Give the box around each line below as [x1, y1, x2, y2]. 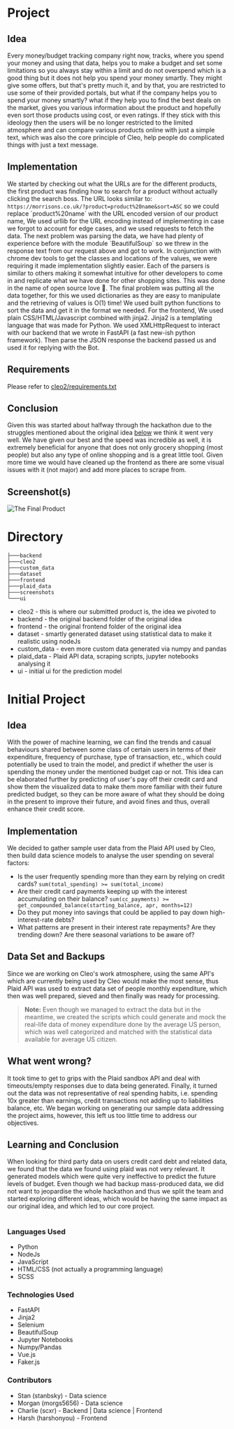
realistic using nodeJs [17, 637, 81, 646]
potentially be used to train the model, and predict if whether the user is [7, 760, 214, 768]
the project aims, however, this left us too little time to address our [7, 1111, 198, 1119]
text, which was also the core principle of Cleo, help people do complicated [7, 133, 225, 141]
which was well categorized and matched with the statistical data [24, 1028, 212, 1036]
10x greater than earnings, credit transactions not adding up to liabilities [7, 1096, 214, 1105]
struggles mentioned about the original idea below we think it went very [7, 429, 214, 437]
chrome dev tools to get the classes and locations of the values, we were [7, 254, 218, 262]
